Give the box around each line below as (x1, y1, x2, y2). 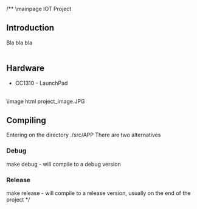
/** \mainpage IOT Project (6, 5, 72, 12)
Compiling (6, 115, 47, 126)
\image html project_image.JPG (6, 97, 85, 105)
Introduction (6, 23, 55, 33)
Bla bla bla (6, 39, 32, 46)
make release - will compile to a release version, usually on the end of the (6, 190, 191, 197)
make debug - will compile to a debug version (6, 160, 121, 168)
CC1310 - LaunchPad (15, 79, 68, 87)
